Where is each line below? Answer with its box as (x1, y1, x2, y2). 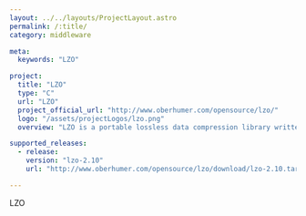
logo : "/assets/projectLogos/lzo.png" (17, 114, 166, 123)
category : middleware (9, 30, 92, 39)
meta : (9, 46, 30, 56)
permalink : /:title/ (9, 22, 88, 31)
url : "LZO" (17, 97, 59, 106)
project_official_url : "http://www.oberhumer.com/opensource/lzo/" (17, 106, 280, 115)
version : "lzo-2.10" (25, 156, 104, 165)
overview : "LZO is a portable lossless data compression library (17, 122, 271, 132)
